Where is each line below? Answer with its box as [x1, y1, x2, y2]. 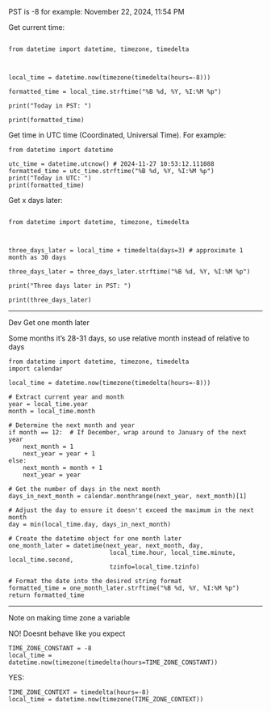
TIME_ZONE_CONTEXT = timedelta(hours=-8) [8, 688, 150, 696]
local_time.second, [8, 556, 74, 564]
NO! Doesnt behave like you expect [8, 628, 126, 638]
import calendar [8, 365, 63, 373]
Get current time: [8, 23, 65, 32]
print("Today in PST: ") [8, 102, 92, 110]
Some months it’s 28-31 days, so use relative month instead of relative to [8, 333, 250, 343]
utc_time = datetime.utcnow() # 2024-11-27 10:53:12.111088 [8, 160, 215, 168]
